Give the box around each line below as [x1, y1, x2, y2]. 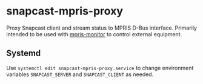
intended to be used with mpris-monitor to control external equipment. [6, 30, 182, 37]
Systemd [6, 48, 41, 59]
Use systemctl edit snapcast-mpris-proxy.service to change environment [6, 64, 194, 71]
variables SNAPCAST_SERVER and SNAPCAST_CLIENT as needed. [6, 71, 154, 78]
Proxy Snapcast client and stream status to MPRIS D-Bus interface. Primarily [6, 24, 197, 31]
